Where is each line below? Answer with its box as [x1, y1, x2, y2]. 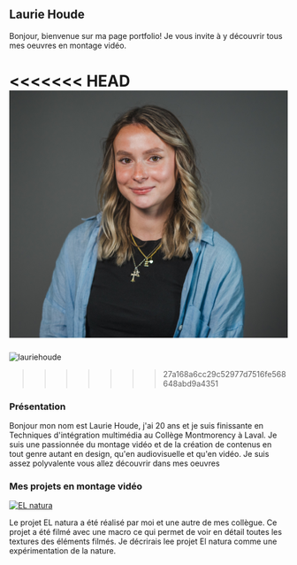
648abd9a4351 [163, 378, 219, 389]
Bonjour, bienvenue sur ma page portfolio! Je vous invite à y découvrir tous [9, 30, 283, 41]
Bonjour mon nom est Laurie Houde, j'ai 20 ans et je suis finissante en [9, 420, 263, 430]
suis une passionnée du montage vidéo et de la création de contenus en [9, 438, 272, 450]
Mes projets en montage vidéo [9, 480, 143, 492]
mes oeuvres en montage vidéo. [9, 40, 126, 50]
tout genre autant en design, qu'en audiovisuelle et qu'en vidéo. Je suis [9, 448, 270, 459]
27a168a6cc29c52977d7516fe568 [163, 368, 286, 379]
